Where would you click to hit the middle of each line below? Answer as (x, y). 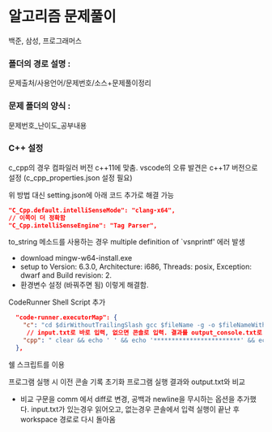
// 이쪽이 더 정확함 (37, 218)
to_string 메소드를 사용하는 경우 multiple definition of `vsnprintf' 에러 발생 (127, 242)
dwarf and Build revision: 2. (66, 275)
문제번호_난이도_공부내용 (48, 125)
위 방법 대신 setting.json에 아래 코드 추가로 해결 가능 (91, 195)
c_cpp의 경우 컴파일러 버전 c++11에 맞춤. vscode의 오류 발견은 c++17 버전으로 (133, 167)
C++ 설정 (26, 149)
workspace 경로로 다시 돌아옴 (68, 419)
